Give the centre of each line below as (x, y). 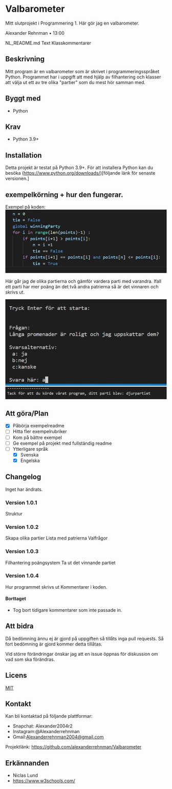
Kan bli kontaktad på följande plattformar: (49, 716)
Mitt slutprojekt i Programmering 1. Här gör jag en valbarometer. (72, 23)
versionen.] (17, 179)
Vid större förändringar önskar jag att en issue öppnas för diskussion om (82, 654)
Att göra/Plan (27, 413)
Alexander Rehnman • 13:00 (35, 33)
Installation (24, 155)
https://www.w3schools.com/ (44, 781)
